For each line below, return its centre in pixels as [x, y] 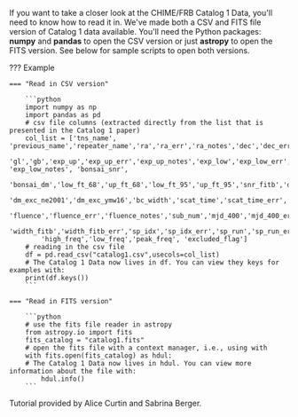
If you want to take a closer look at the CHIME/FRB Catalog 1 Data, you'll [141, 13]
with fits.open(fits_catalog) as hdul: [99, 356]
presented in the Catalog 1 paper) [75, 130]
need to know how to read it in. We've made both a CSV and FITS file [135, 22]
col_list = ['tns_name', [71, 138]
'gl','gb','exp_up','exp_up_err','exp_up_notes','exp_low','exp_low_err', [150, 161]
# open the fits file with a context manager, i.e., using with [146, 348]
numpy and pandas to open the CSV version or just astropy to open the [141, 41]
